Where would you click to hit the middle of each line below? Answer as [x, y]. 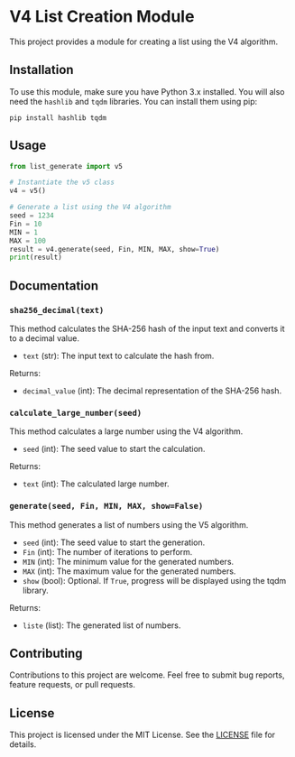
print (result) [36, 258]
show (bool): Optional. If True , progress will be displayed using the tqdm [154, 580]
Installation [41, 70]
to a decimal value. [44, 338]
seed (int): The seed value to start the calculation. [114, 449]
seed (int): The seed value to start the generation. [114, 542]
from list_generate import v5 [66, 166]
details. [23, 744]
